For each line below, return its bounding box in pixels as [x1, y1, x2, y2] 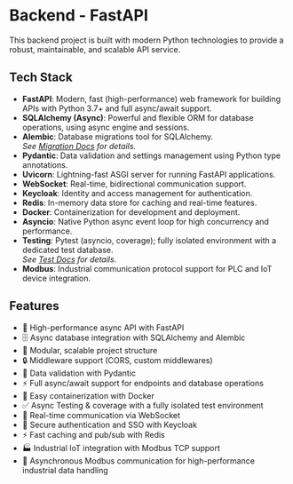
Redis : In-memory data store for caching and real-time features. [21, 197, 257, 208]
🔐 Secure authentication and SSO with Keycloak [21, 419, 198, 430]
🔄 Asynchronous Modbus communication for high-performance [21, 455, 256, 466]
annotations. [21, 159, 68, 170]
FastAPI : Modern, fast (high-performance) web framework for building [21, 93, 281, 104]
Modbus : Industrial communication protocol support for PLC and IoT [21, 263, 273, 274]
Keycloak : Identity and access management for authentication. [21, 187, 253, 198]
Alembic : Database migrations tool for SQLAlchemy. [21, 131, 214, 142]
